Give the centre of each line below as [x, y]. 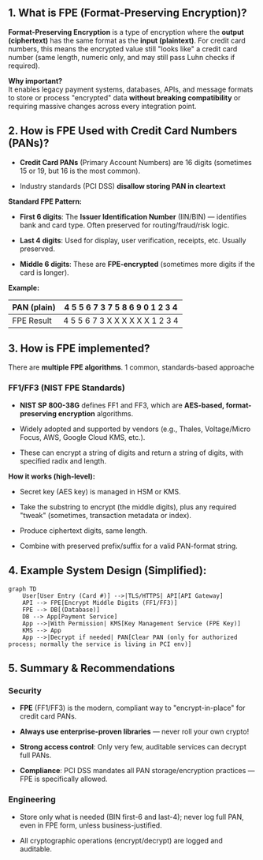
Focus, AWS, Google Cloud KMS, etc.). [82, 437]
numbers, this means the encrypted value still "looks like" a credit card [123, 49]
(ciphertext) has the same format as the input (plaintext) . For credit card [127, 40]
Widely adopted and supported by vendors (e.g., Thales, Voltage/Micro [135, 429]
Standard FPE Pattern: [45, 201]
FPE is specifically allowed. [63, 779]
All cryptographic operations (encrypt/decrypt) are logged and [121, 840]
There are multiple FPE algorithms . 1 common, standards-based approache [131, 367]
